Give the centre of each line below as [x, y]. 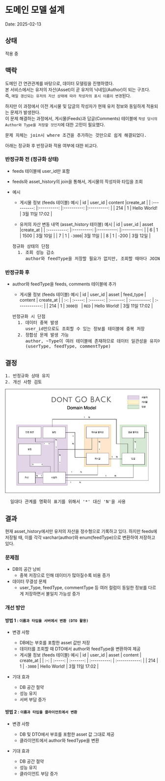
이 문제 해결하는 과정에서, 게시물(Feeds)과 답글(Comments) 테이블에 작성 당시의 [81, 118]
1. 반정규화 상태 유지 [27, 375]
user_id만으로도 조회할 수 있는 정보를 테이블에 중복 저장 [85, 329]
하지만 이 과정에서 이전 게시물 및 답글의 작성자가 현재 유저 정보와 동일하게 [75, 106]
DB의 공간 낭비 [26, 569]
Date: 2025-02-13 [23, 24]
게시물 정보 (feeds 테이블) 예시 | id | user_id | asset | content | [80, 655]
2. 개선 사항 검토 [24, 382]
